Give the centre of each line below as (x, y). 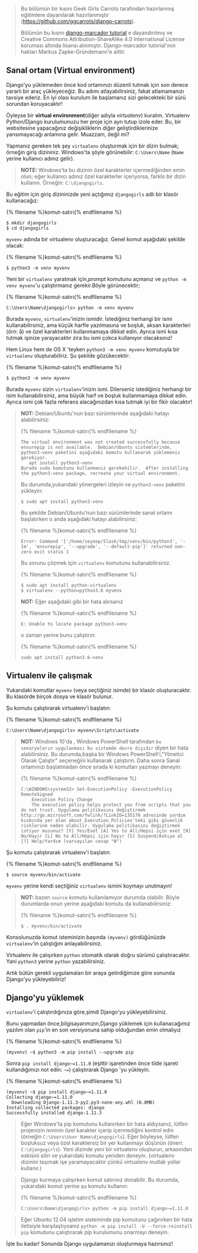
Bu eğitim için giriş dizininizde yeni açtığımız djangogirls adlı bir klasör (92, 194)
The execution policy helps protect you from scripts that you (111, 805)
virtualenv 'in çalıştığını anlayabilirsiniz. (54, 943)
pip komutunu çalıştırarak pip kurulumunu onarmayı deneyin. (95, 1232)
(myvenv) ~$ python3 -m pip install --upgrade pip (70, 1052)
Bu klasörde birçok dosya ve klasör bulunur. (60, 696)
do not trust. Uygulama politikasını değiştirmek (83, 810)
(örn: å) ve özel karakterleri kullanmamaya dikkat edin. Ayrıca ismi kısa (92, 331)
